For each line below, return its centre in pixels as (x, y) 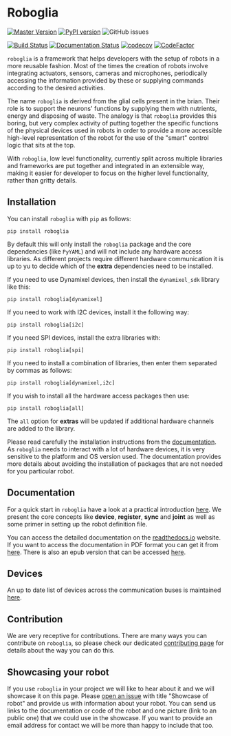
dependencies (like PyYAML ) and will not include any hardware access (105, 251)
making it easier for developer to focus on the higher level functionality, (108, 173)
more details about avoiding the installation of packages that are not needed (115, 464)
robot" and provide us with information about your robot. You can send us (112, 703)
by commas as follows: (40, 370)
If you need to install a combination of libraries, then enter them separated (112, 362)
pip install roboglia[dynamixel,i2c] (61, 383)
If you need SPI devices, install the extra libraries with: (84, 337)
